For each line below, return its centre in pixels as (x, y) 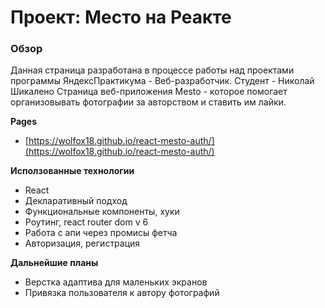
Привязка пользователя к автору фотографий (122, 293)
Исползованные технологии (72, 171)
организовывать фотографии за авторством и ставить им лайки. (148, 102)
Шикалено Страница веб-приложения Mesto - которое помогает (149, 92)
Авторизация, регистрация (82, 243)
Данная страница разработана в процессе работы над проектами (152, 70)
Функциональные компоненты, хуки (102, 212)
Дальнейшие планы (54, 263)
